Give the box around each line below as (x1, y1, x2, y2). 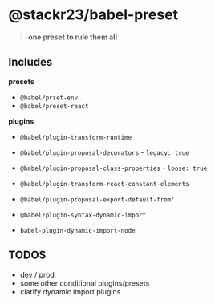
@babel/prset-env (19, 94, 79, 102)
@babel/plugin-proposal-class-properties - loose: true (19, 163, 208, 172)
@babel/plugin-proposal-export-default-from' (19, 195, 175, 204)
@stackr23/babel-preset (8, 6, 179, 24)
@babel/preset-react (19, 102, 89, 110)
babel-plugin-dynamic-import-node (19, 226, 136, 234)
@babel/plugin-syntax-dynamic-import (19, 211, 147, 219)
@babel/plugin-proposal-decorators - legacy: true (19, 147, 190, 157)
